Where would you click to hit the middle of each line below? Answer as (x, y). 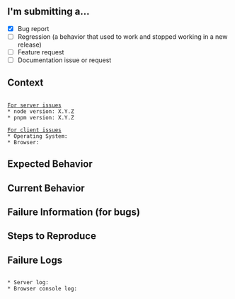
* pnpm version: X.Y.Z (41, 117)
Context (25, 83)
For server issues (34, 105)
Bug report (33, 28)
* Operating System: (38, 136)
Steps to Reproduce (52, 236)
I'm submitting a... (48, 12)
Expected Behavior (50, 164)
